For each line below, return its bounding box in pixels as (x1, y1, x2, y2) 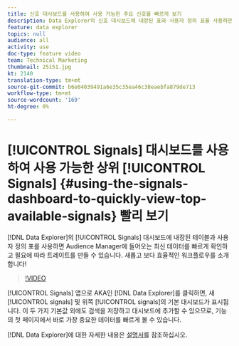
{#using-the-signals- (59, 176, 188, 192)
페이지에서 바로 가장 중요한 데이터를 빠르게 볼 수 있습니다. (22, 315, 182, 324)
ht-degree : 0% (7, 103, 50, 110)
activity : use (7, 43, 50, 51)
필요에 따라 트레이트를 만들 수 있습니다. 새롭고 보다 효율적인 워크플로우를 (14, 251, 216, 259)
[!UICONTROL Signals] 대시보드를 (7, 142, 203, 159)
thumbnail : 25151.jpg (7, 63, 72, 70)
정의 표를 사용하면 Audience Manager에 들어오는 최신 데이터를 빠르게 (14, 241, 209, 250)
